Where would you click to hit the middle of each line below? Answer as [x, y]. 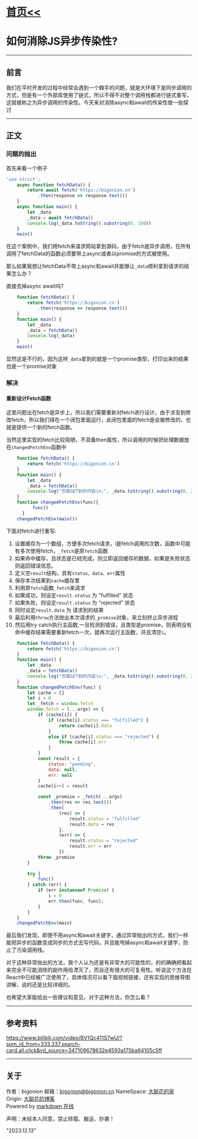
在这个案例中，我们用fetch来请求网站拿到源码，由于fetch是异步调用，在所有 [99, 246]
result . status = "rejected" [104, 841]
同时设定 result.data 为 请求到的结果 [59, 610]
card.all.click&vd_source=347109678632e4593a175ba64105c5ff [84, 1050]
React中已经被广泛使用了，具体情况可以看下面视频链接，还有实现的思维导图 [98, 977]
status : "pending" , [72, 764]
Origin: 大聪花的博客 [30, 1099]
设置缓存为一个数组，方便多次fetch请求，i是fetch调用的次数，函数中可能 [103, 543]
